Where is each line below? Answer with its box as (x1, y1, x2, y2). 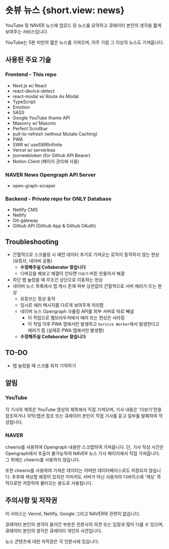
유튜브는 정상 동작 (20, 296, 55, 302)
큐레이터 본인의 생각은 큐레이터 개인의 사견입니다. (5, 527, 102, 533)
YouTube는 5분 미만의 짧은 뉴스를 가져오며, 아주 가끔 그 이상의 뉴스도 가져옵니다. (5, 39, 164, 45)
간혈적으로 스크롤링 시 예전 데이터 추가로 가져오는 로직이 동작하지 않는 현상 (12, 252, 160, 258)
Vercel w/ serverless (12, 147, 55, 153)
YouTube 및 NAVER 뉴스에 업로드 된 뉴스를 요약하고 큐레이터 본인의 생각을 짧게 (5, 22, 161, 28)
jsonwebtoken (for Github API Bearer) (12, 152, 91, 158)
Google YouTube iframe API (12, 115, 70, 121)
